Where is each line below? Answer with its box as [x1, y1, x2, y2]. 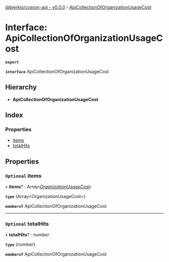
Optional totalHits [5, 220, 49, 227]
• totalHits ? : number [5, 232, 49, 238]
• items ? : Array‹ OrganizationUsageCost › [5, 184, 92, 190]
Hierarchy [5, 83, 37, 92]
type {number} [5, 241, 36, 247]
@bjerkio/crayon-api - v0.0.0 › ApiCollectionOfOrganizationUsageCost [5, 5, 152, 10]
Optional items [5, 172, 42, 179]
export [5, 60, 19, 65]
